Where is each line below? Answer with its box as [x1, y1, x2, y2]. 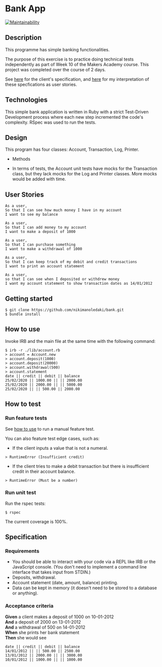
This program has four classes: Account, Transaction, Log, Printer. [5, 146, 139, 153]
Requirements [5, 548, 40, 555]
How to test [5, 400, 41, 408]
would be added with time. [12, 176, 66, 182]
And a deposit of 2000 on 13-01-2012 [5, 619, 81, 625]
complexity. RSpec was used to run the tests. [5, 119, 97, 125]
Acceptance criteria [5, 602, 54, 609]
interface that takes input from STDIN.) [12, 569, 91, 575]
